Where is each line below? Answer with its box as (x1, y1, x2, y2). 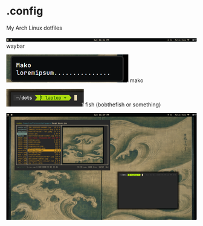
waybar (6, 42, 25, 50)
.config (6, 4, 43, 18)
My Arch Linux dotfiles (6, 24, 62, 31)
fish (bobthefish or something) (85, 101, 161, 108)
